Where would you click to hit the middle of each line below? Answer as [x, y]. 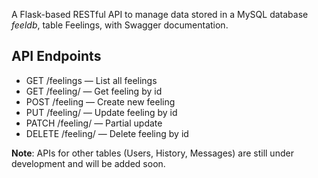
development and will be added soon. [88, 163]
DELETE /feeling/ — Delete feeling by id [107, 133]
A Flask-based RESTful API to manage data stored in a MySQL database [160, 14]
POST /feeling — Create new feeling [100, 101]
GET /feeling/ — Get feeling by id [94, 91]
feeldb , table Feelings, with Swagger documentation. [120, 25]
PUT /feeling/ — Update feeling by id [101, 112]
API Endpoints [56, 56]
